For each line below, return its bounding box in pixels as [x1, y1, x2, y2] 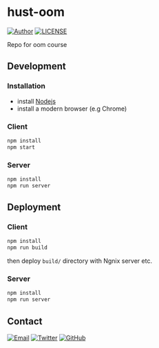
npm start [7, 143, 36, 151]
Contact [7, 315, 43, 327]
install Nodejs [17, 97, 56, 105]
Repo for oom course [7, 40, 67, 48]
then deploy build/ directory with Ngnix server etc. [7, 257, 153, 265]
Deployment [7, 201, 61, 213]
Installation [7, 81, 46, 91]
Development [7, 60, 67, 73]
